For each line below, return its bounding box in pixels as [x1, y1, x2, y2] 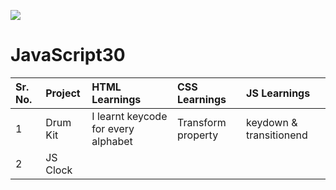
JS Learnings [246, 86, 311, 100]
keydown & [246, 115, 298, 129]
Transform [177, 115, 227, 129]
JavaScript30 [10, 44, 126, 67]
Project [45, 86, 81, 100]
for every [91, 121, 135, 135]
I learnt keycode [91, 109, 168, 123]
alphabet [91, 134, 133, 148]
